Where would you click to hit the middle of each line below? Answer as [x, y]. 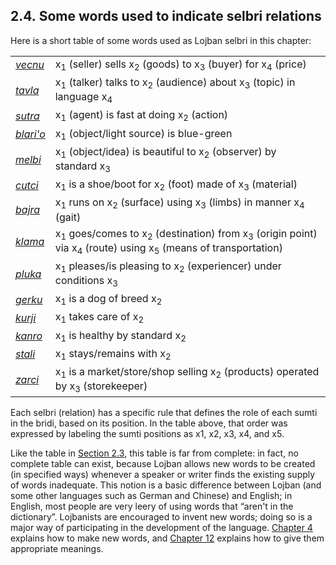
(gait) [68, 217]
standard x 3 [82, 167]
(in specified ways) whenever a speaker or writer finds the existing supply [163, 475]
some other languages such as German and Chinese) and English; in [151, 496]
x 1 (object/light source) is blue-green [143, 134]
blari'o [30, 134]
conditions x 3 [86, 281]
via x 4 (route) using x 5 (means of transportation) [168, 248]
